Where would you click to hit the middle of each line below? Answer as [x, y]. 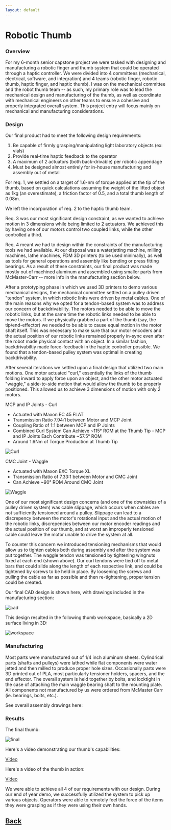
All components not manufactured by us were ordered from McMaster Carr [84, 690]
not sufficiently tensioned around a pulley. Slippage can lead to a [74, 513]
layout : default [22, 10]
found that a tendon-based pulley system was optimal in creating [74, 352]
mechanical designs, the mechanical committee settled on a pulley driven [82, 293]
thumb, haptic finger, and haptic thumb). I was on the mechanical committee [86, 84]
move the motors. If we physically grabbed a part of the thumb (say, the [81, 320]
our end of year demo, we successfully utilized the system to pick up [78, 794]
